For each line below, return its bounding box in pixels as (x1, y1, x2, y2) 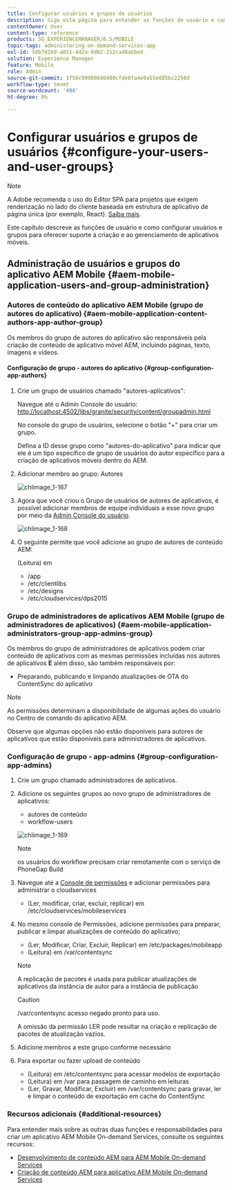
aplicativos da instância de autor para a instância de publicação (17, 983, 199, 991)
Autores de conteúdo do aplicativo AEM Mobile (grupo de (7, 300, 204, 310)
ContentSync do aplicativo (17, 680, 93, 688)
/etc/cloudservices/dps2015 (27, 594, 108, 602)
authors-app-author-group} (7, 317, 104, 327)
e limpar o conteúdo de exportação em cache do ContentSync (27, 1092, 205, 1100)
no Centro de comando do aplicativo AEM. (7, 714, 128, 723)
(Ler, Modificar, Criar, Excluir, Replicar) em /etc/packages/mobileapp (27, 941, 222, 949)
